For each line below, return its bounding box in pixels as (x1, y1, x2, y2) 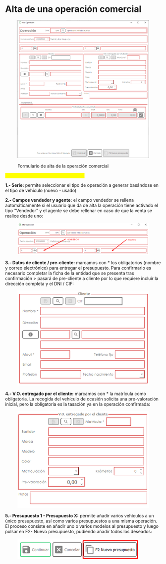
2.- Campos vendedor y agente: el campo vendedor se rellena (5, 197, 134, 203)
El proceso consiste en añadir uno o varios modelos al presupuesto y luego (5, 523, 159, 529)
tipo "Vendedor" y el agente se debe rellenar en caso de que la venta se (5, 207, 153, 214)
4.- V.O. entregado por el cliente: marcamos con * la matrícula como (5, 391, 146, 396)
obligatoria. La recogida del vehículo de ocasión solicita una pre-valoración (5, 395, 159, 402)
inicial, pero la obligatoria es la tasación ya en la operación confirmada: (5, 401, 150, 407)
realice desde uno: (5, 213, 43, 219)
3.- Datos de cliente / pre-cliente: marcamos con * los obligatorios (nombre (5, 260, 161, 266)
